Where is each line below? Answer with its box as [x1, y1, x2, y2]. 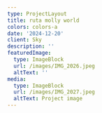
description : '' [7, 43, 54, 50]
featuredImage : [7, 50, 52, 57]
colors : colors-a [7, 23, 58, 30]
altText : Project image [13, 95, 82, 102]
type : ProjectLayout [7, 10, 68, 18]
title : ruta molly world [7, 17, 80, 24]
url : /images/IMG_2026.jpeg [13, 62, 96, 69]
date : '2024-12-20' [7, 29, 64, 37]
